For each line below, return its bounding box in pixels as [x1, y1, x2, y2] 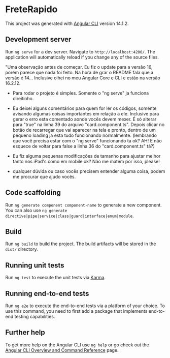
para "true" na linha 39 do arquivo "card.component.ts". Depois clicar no [12, 121, 165, 128]
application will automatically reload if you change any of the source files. [5, 54, 159, 60]
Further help [5, 328, 46, 337]
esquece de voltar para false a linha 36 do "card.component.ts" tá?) [12, 143, 155, 149]
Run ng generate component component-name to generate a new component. [5, 202, 162, 208]
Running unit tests [5, 261, 64, 270]
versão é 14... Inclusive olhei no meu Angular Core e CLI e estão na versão [5, 75, 161, 81]
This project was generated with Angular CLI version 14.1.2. [5, 20, 129, 26]
